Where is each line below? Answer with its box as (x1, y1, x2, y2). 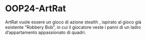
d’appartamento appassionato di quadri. (5, 29, 86, 35)
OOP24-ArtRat (5, 3, 66, 14)
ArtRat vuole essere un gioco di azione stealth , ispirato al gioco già (5, 19, 142, 25)
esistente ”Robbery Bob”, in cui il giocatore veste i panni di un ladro (5, 24, 141, 30)
